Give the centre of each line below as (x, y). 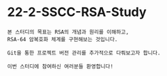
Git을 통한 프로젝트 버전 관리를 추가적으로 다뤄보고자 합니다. (84, 53)
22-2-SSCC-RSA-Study (77, 12)
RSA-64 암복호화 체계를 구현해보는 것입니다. (63, 39)
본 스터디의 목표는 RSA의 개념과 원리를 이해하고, (68, 32)
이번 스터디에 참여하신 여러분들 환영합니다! (60, 66)
